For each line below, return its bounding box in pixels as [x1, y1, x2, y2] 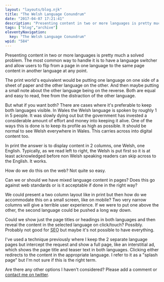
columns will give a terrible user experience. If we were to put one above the [5, 202, 159, 207]
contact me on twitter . [5, 271, 49, 278]
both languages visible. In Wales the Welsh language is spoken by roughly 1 [5, 107, 157, 113]
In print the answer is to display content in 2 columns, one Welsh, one [5, 142, 145, 149]
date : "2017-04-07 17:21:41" [5, 16, 64, 21]
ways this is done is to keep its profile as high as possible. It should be [5, 123, 146, 129]
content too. [5, 133, 30, 139]
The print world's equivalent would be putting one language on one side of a [5, 77, 159, 83]
